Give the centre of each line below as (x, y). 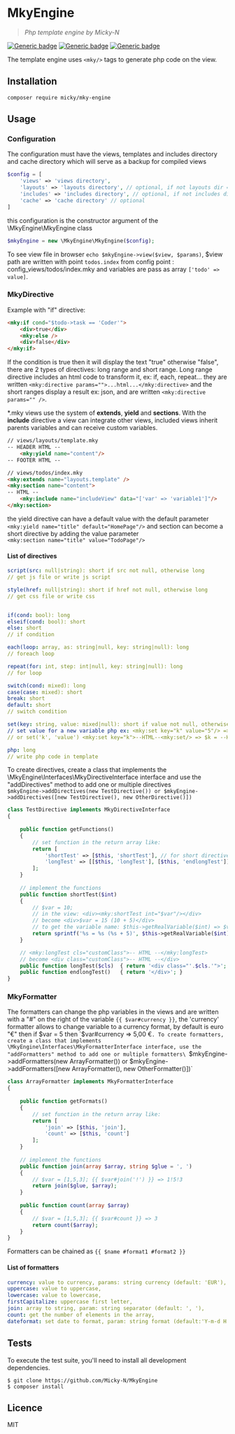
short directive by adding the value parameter (73, 533)
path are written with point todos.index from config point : (91, 261)
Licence (25, 1408)
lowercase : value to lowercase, (54, 1295)
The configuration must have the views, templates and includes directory (113, 154)
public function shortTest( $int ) (69, 895)
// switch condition (37, 712)
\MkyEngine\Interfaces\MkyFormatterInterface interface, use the (104, 1047)
